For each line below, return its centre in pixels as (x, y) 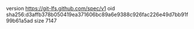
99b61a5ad (20, 21)
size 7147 (45, 21)
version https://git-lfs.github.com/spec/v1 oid (61, 8)
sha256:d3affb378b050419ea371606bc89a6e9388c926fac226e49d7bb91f (97, 14)
